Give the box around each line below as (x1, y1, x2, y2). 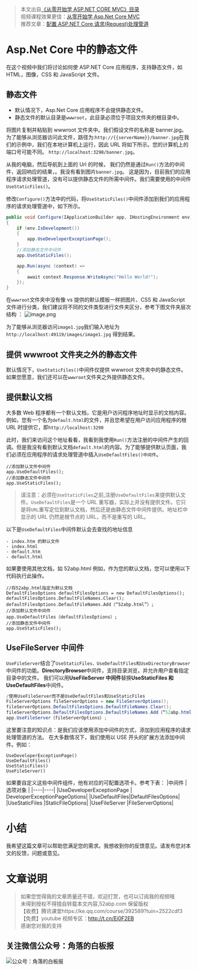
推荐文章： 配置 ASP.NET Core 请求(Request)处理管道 (20, 21, 149, 27)
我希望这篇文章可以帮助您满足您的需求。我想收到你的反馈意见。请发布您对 (6, 842, 186, 849)
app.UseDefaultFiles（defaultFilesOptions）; (6, 614, 117, 620)
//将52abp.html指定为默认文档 (6, 585, 73, 591)
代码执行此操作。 (6, 572, 47, 579)
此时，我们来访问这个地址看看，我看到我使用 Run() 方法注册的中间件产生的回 (6, 436, 189, 443)
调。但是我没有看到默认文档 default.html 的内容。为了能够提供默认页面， (6, 443, 182, 451)
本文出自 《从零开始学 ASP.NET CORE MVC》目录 (20, 6, 140, 12)
